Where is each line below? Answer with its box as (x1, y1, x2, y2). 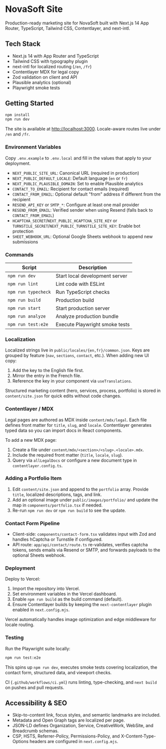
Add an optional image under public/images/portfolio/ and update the (12, 497, 159, 502)
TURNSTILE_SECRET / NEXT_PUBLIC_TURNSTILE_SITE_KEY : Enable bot (12, 223, 141, 229)
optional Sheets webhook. (12, 552, 66, 558)
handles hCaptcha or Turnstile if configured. (12, 536, 103, 542)
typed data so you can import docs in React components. (5, 427, 122, 433)
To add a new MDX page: (5, 437, 57, 443)
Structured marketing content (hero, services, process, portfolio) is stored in (5, 387, 161, 394)
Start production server (55, 305, 110, 312)
